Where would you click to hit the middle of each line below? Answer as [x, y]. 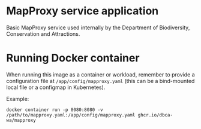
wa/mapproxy [21, 120]
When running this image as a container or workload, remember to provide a [100, 74]
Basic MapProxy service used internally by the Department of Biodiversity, [98, 27]
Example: [18, 99]
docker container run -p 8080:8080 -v [55, 110]
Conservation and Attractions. [43, 33]
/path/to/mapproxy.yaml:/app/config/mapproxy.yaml [71, 115]
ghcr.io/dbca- [155, 115]
